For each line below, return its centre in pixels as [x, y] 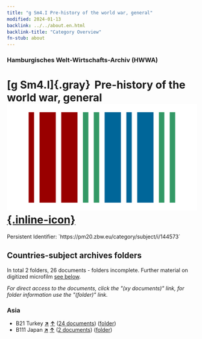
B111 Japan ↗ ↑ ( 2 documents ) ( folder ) [64, 330]
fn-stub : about [26, 38]
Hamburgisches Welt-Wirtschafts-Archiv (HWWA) [83, 60]
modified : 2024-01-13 [34, 19]
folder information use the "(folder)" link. [57, 294]
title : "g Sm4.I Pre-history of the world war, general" [80, 13]
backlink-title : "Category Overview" [54, 32]
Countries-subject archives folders [74, 255]
